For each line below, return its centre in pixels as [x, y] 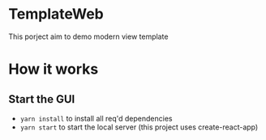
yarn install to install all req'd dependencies [96, 118]
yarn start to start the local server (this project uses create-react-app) [139, 127]
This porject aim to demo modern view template [88, 36]
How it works [54, 69]
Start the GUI [42, 99]
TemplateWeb [56, 14]
